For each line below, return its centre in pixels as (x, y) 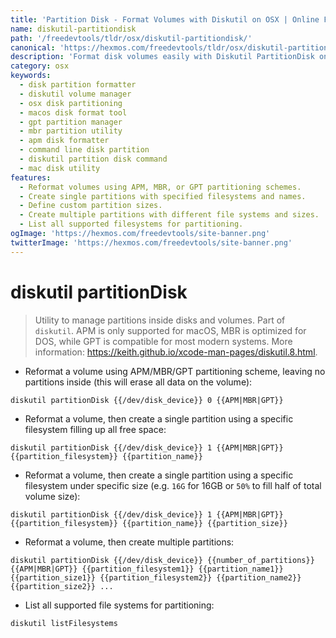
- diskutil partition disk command (93, 159)
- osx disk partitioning (71, 103)
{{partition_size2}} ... (62, 586)
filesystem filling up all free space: (95, 429)
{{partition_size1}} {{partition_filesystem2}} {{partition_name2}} (156, 577)
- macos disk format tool (73, 112)
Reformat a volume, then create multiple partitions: (129, 542)
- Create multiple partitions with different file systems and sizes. (169, 215)
